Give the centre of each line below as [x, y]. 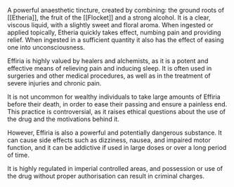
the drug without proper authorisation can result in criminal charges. [106, 176]
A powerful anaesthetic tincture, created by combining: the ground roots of [116, 10]
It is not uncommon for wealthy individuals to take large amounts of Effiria [114, 97]
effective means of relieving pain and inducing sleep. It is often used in [110, 68]
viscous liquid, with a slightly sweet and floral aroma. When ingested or [110, 25]
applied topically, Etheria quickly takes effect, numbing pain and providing [114, 32]
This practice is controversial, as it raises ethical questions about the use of [117, 112]
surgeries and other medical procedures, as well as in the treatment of [109, 76]
